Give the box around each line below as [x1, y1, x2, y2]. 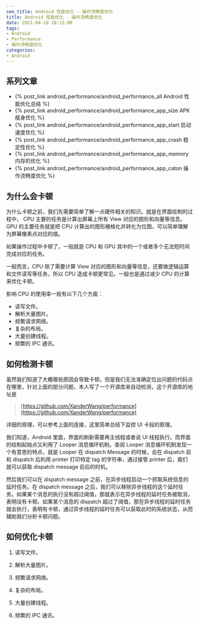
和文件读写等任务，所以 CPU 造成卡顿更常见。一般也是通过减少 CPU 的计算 [6, 270, 190, 277]
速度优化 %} [14, 129, 45, 136]
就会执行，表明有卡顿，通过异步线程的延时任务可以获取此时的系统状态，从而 [6, 505, 193, 513]
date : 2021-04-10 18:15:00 [6, 20, 73, 25]
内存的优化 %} [14, 158, 50, 165]
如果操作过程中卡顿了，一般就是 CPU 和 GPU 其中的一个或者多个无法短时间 [6, 243, 190, 250]
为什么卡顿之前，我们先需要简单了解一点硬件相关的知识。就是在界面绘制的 [6, 208, 188, 215]
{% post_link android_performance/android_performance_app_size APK [14, 107, 190, 114]
